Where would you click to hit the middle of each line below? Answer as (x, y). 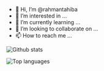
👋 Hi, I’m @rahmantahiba (46, 9)
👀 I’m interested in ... (41, 16)
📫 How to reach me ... (43, 35)
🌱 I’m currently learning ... (48, 22)
